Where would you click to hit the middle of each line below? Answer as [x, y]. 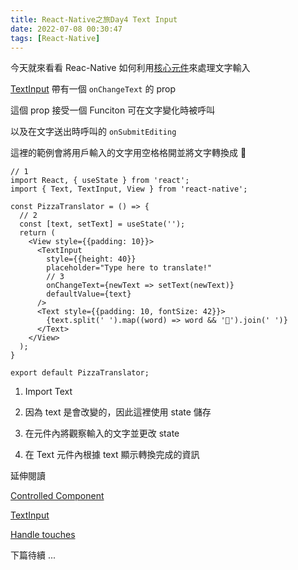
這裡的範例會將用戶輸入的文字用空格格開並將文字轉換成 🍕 [128, 153]
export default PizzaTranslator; [80, 373]
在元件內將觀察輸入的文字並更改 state [102, 433]
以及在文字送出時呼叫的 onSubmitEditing [93, 132]
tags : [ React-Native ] [55, 38]
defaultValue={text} [89, 294]
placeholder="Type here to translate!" [129, 268]
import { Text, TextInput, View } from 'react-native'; [129, 189]
